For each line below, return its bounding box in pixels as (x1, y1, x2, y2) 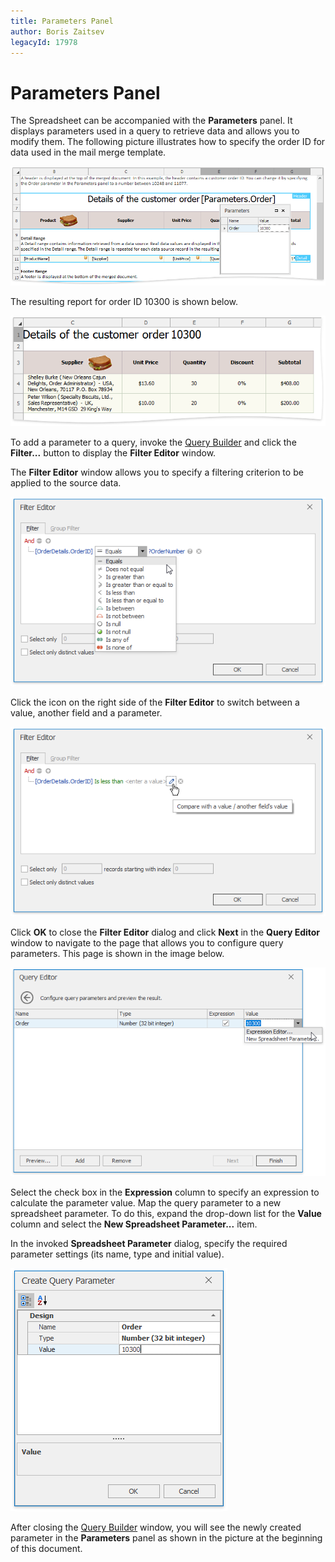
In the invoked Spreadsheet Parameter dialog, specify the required (10, 1238, 288, 1250)
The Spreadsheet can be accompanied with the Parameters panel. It (10, 115, 293, 127)
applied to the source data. (10, 477, 122, 489)
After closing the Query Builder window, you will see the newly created (10, 1521, 302, 1534)
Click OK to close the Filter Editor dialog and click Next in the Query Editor (10, 926, 321, 939)
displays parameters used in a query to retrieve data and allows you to (10, 125, 300, 137)
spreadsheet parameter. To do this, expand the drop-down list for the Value (10, 1208, 322, 1220)
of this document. (10, 1543, 83, 1555)
